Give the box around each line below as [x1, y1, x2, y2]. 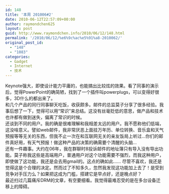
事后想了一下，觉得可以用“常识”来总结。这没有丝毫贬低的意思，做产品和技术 [5, 108, 163, 114]
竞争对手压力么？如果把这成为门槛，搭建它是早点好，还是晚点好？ [5, 171, 142, 177]
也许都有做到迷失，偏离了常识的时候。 [5, 114, 84, 120]
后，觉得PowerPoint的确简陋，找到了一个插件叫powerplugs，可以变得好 [5, 89, 155, 95]
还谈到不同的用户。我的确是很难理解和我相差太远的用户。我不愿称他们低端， [5, 120, 164, 126]
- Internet [10, 63, 33, 69]
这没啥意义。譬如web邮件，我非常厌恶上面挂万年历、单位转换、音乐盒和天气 [5, 127, 164, 133]
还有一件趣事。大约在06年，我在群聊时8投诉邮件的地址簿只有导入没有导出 [5, 146, 159, 152]
